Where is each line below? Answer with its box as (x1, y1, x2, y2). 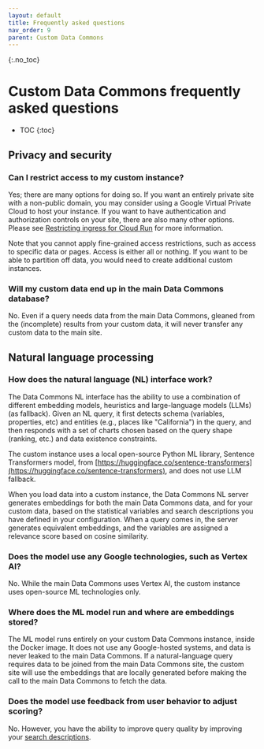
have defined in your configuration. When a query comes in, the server (8, 514, 239, 524)
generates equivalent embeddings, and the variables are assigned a (8, 523, 229, 532)
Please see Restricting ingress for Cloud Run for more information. (8, 223, 224, 232)
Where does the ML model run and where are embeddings (8, 607, 235, 618)
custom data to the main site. (8, 328, 102, 337)
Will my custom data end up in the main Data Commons (8, 283, 225, 294)
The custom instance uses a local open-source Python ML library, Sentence (8, 449, 255, 458)
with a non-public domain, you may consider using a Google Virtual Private (8, 198, 251, 207)
